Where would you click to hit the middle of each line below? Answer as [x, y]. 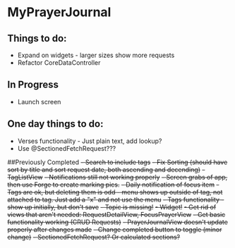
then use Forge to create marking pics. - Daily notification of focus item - [113, 185]
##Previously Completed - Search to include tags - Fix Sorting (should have [117, 162]
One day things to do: [55, 124]
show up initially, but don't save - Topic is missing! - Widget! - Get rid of [112, 207]
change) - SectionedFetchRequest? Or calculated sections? [94, 237]
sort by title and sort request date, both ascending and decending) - [106, 169]
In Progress [33, 85]
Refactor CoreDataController [59, 63]
